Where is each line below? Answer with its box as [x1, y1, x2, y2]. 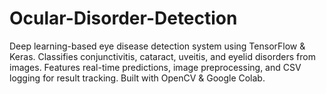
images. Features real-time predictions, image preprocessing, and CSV [9, 61, 302, 73]
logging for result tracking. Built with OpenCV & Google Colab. [9, 72, 266, 84]
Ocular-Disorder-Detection [9, 7, 238, 30]
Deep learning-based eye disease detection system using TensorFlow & [9, 40, 306, 52]
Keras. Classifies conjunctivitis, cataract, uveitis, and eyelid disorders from [9, 50, 316, 62]
